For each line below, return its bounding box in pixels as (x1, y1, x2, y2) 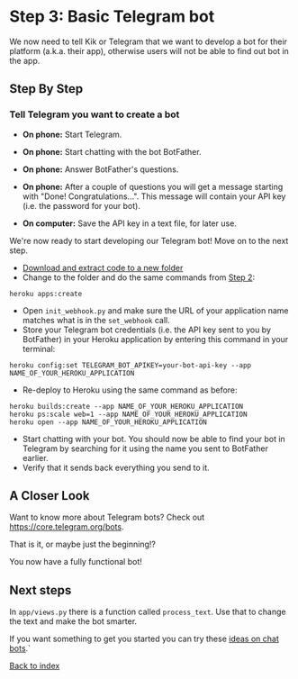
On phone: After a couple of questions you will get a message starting (22, 181, 284, 192)
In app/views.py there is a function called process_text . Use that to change (9, 606, 286, 618)
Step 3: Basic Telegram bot (9, 6, 215, 27)
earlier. (22, 452, 49, 463)
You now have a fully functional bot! (9, 557, 142, 567)
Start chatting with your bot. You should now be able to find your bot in (22, 433, 285, 444)
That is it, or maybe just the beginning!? (9, 539, 156, 550)
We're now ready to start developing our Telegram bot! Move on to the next (9, 235, 289, 246)
